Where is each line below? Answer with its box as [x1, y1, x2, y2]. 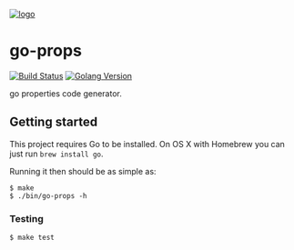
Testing [9, 212, 44, 225]
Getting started [9, 115, 98, 130]
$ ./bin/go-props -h [9, 191, 88, 200]
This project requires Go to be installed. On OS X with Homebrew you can [9, 138, 285, 149]
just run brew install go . [9, 148, 104, 159]
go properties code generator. [9, 87, 123, 99]
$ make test [9, 233, 55, 243]
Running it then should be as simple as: [9, 165, 157, 176]
